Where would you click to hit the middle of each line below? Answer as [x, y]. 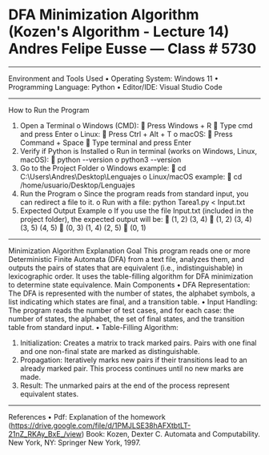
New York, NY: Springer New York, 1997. [75, 442]
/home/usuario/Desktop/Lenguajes [77, 185]
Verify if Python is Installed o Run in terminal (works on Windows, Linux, [139, 151]
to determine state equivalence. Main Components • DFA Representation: [129, 284]
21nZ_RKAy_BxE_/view [45, 433]
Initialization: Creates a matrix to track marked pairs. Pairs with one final [138, 343]
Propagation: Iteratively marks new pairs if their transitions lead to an [134, 360]
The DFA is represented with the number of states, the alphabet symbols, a [132, 293]
